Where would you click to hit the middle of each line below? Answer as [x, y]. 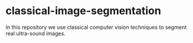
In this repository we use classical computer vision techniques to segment [96, 27]
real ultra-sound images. [36, 33]
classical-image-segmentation [83, 11]
